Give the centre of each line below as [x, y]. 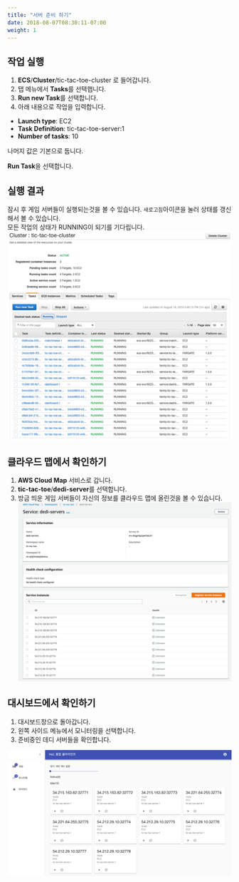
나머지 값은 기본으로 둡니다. [46, 151]
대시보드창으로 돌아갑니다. [54, 722]
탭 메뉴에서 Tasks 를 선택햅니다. [62, 89]
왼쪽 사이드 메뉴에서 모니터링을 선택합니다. [77, 730]
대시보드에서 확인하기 [52, 703]
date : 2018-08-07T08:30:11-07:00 [57, 22]
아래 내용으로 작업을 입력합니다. [61, 107]
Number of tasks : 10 [48, 136]
